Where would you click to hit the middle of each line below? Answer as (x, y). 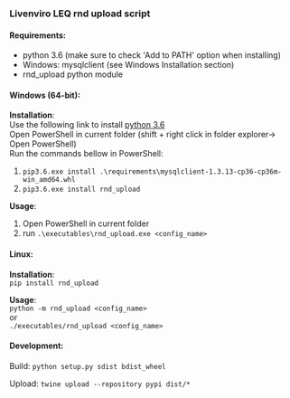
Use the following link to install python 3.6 (87, 125)
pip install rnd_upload (54, 283)
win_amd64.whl (49, 180)
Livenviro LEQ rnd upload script (80, 14)
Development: (37, 346)
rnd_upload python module (73, 74)
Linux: (21, 254)
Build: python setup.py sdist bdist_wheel (88, 365)
